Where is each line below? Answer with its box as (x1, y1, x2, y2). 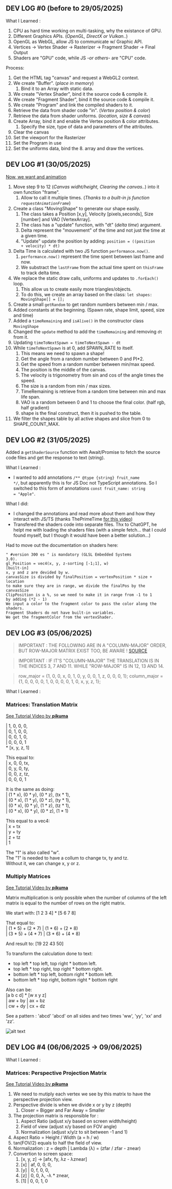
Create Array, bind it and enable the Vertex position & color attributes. (13, 118, 160, 124)
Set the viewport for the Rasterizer (13, 134, 86, 140)
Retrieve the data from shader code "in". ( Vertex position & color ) (13, 107, 151, 113)
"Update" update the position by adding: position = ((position (20, 238, 155, 244)
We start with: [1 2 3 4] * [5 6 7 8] (6, 910, 76, 916)
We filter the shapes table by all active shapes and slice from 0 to (13, 415, 151, 422)
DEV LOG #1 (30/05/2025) (6, 160, 91, 169)
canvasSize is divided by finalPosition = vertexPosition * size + (6, 575, 153, 580)
